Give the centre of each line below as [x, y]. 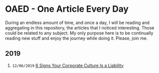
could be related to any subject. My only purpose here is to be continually [79, 33]
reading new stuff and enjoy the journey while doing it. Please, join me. [76, 38]
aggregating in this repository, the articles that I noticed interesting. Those [80, 27]
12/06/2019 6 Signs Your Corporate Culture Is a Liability [68, 65]
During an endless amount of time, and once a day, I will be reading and [78, 23]
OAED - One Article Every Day [67, 9]
